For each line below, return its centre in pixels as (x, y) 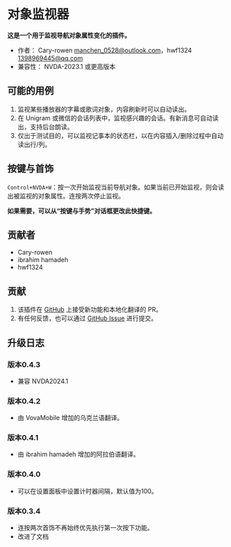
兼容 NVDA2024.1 (43, 381)
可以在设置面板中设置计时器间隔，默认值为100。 (88, 491)
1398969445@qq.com (50, 58)
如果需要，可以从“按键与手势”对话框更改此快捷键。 (82, 210)
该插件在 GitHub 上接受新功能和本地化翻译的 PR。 (90, 310)
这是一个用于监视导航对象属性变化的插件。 (69, 35)
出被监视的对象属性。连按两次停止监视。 (66, 196)
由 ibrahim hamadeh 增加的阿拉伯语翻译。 (78, 454)
